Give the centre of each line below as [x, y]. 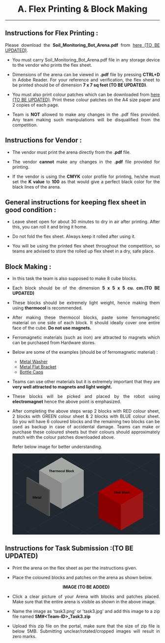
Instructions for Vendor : [43, 140]
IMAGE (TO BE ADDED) [86, 587]
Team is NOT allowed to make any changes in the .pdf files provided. [86, 114]
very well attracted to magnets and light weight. [62, 387]
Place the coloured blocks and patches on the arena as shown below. [82, 577]
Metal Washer [34, 362]
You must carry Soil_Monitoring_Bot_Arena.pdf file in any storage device [86, 59]
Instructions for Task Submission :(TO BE [69, 548]
